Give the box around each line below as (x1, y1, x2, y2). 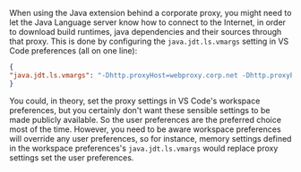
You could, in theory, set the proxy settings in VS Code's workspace (9, 95, 261, 106)
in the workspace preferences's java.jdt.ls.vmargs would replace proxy (9, 143, 279, 153)
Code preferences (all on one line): (9, 45, 138, 56)
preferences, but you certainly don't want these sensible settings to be (9, 104, 271, 115)
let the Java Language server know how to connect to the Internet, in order (9, 17, 287, 28)
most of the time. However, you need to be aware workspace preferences (9, 124, 281, 135)
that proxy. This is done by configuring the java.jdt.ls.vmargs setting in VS (9, 36, 289, 46)
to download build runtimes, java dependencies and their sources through (9, 27, 282, 37)
